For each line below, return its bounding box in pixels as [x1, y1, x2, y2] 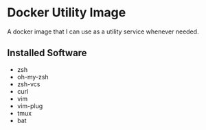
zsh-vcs [16, 80, 41, 88]
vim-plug [16, 101, 43, 110]
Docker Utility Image [7, 5, 126, 21]
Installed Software [7, 47, 87, 59]
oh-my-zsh [16, 73, 49, 81]
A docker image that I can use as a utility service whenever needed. [7, 27, 199, 36]
